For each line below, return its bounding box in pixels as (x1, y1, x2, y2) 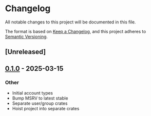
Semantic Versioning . (5, 34, 48, 39)
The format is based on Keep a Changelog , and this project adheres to (5, 28, 146, 34)
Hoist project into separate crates (12, 106, 79, 112)
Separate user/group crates (12, 100, 68, 106)
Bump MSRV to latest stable (12, 96, 68, 101)
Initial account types (12, 90, 53, 96)
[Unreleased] (5, 48, 46, 56)
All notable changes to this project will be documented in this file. (5, 19, 136, 25)
